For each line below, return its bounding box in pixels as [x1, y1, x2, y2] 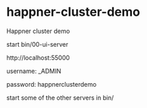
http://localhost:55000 [6, 53, 70, 62]
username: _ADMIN [6, 67, 61, 75]
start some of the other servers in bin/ [6, 94, 114, 102]
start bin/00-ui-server [6, 40, 69, 48]
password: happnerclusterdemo [6, 80, 97, 88]
